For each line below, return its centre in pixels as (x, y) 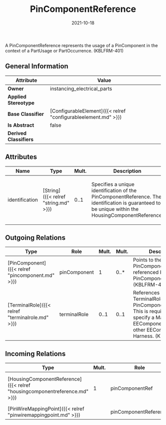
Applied (17, 97)
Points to (143, 260)
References (146, 293)
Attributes (21, 157)
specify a (144, 318)
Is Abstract (21, 125)
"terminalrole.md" (28, 318)
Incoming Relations (35, 353)
